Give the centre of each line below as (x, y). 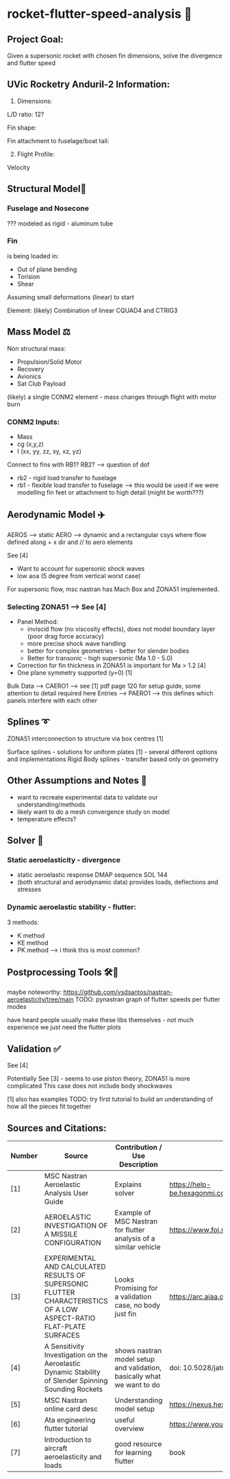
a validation (133, 1297)
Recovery (30, 369)
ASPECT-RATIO (70, 1318)
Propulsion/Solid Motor (49, 362)
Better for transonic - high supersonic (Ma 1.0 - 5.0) (100, 658)
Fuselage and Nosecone (48, 208)
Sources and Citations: (57, 1128)
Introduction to (68, 1440)
